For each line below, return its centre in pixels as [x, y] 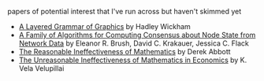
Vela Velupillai [41, 68]
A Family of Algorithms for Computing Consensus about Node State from [137, 35]
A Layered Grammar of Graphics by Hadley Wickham [104, 26]
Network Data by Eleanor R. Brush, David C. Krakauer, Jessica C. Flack [134, 43]
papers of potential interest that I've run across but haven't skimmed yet [125, 11]
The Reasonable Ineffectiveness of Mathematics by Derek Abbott [125, 52]
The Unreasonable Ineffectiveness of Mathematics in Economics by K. [133, 60]
